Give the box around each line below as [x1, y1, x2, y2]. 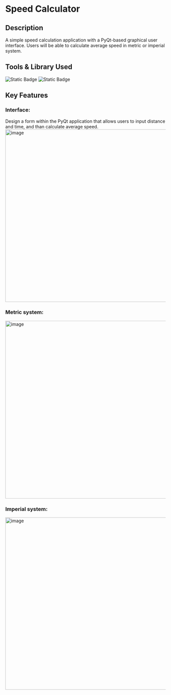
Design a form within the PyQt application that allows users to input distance [5, 118, 165, 124]
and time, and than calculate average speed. [5, 123, 99, 129]
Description [5, 24, 43, 32]
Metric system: [5, 309, 44, 316]
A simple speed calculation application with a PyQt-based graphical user [5, 37, 158, 43]
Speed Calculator [5, 3, 80, 15]
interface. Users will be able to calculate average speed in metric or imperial [5, 42, 165, 49]
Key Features [5, 91, 48, 100]
